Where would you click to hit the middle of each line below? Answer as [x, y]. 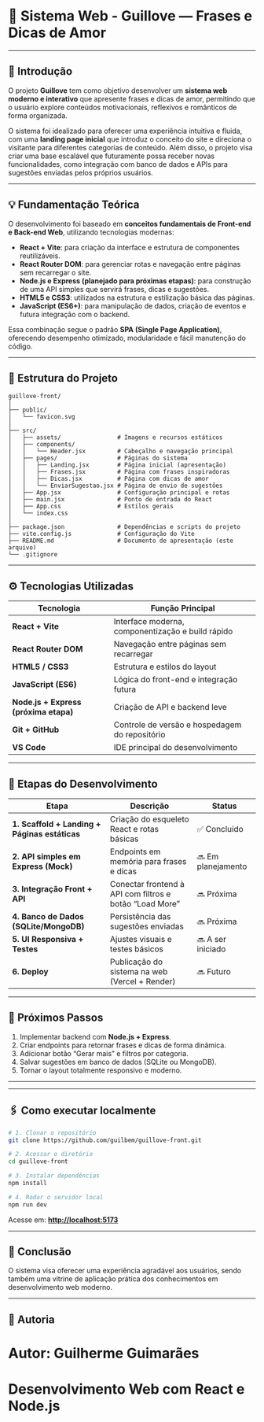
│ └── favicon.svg [42, 417]
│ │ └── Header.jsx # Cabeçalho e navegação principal [121, 452]
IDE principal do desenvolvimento [176, 748]
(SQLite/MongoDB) [48, 926]
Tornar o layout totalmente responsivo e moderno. [101, 1070]
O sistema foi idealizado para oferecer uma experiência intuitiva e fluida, [125, 131]
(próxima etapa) [43, 712]
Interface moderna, [149, 622]
